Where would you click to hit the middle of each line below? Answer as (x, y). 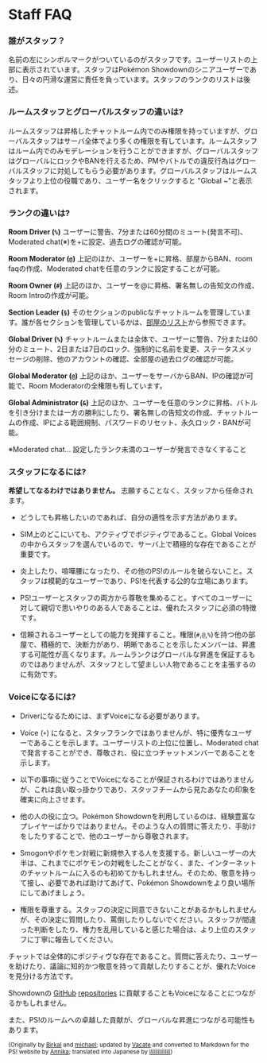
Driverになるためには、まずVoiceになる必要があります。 (112, 716)
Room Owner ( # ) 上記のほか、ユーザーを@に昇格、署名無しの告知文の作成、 (133, 286)
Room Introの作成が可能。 (50, 296)
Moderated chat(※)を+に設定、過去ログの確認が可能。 (97, 242)
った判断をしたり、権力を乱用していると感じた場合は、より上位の (128, 929)
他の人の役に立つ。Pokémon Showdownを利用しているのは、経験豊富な (137, 816)
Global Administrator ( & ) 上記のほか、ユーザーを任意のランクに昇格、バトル (133, 403)
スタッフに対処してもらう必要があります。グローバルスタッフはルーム (136, 170)
